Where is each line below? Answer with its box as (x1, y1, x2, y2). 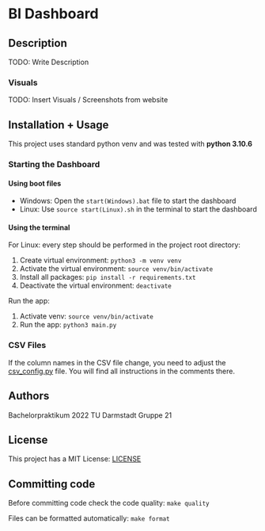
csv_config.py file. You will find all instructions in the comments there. (8, 366, 236, 376)
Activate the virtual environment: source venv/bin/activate (19, 264, 214, 273)
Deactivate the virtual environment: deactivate (19, 281, 172, 290)
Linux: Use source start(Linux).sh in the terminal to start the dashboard (19, 204, 257, 214)
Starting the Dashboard (8, 159, 100, 170)
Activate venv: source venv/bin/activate (19, 311, 154, 321)
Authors (8, 389, 50, 403)
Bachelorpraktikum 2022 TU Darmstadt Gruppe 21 (8, 410, 172, 420)
